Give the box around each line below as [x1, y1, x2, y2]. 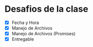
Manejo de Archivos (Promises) [11, 31, 76, 37]
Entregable [11, 36, 34, 42]
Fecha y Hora [11, 20, 39, 25]
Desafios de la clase [4, 3, 89, 15]
